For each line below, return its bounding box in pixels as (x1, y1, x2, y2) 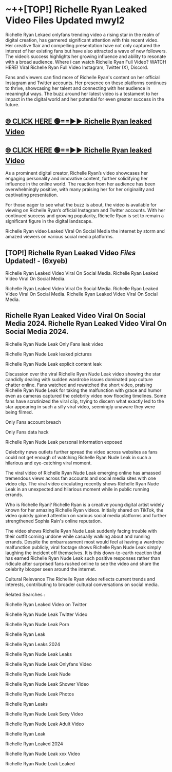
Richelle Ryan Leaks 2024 (5, 641, 61, 647)
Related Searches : (5, 591, 45, 597)
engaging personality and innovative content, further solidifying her (5, 176, 148, 182)
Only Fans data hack (5, 429, 49, 435)
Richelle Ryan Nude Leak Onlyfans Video (5, 661, 92, 667)
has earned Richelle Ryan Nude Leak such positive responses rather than (5, 555, 161, 561)
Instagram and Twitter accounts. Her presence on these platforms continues (5, 80, 167, 86)
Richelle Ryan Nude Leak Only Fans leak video (5, 341, 104, 347)
